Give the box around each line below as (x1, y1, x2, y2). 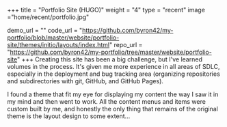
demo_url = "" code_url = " (7, 27, 83, 34)
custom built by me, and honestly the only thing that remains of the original (7, 105, 219, 113)
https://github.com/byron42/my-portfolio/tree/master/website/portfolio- (10, 48, 212, 56)
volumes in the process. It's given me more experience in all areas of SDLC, (7, 63, 220, 70)
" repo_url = (109, 41, 143, 48)
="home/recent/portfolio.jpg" (7, 13, 90, 21)
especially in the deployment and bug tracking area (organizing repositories (7, 70, 220, 78)
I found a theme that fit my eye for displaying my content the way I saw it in (7, 90, 219, 98)
